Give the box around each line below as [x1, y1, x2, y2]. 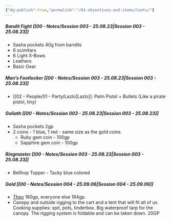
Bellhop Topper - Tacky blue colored [12, 169, 90, 176]
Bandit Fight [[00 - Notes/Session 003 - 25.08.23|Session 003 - [5, 23, 145, 30]
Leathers [12, 58, 32, 64]
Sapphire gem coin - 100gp [20, 139, 78, 145]
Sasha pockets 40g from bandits [12, 41, 82, 47]
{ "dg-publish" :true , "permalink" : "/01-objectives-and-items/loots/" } [5, 7, 155, 13]
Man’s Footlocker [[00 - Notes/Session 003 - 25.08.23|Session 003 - [5, 75, 156, 81]
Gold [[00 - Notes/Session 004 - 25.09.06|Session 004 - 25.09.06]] [5, 181, 154, 187]
